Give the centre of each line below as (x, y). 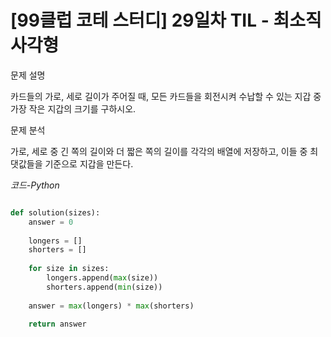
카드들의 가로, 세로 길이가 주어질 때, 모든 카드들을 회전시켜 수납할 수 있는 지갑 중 (166, 96)
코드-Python (35, 185)
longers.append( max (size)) (102, 278)
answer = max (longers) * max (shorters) (111, 306)
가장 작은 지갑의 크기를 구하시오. (73, 108)
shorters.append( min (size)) (104, 287)
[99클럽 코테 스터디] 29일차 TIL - (140, 20)
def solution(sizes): (55, 212)
